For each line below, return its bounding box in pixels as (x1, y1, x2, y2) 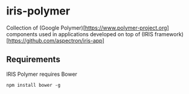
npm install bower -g (6, 82, 61, 88)
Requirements (6, 54, 60, 64)
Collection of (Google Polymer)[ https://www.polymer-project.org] (6, 24, 169, 31)
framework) (155, 30, 184, 37)
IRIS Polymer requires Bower (6, 70, 77, 78)
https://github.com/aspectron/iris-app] (8, 37, 104, 44)
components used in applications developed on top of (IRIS (6, 30, 154, 37)
